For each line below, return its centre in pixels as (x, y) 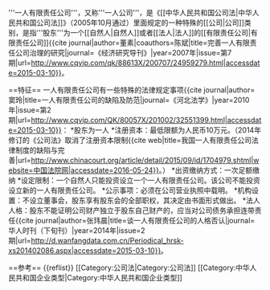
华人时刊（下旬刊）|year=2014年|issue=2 (77, 231)
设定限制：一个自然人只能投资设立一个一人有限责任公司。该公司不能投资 (140, 180)
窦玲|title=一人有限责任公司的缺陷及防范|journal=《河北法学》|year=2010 (129, 100)
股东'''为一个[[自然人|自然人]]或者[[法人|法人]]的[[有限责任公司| (147, 33)
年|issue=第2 (30, 110)
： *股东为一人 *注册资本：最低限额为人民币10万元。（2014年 (162, 130)
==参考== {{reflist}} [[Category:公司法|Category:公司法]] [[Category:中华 (129, 268)
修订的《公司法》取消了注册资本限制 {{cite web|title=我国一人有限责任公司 (130, 140)
